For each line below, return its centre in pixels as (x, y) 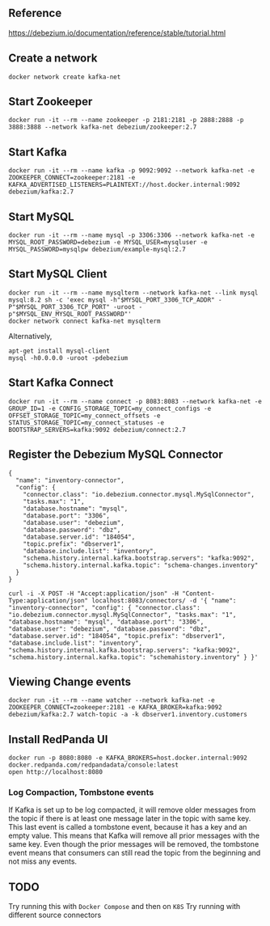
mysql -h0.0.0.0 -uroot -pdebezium (68, 358)
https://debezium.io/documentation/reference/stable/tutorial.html (117, 32)
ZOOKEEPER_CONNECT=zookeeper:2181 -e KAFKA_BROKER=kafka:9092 (115, 708)
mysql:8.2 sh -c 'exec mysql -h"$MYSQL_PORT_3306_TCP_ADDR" (112, 300)
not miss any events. (43, 861)
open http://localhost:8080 (56, 772)
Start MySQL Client (58, 274)
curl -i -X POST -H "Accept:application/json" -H (94, 594)
